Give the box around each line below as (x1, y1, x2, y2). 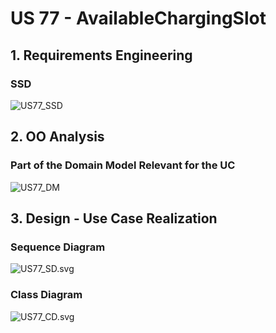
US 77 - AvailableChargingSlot (10, 7, 267, 30)
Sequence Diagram (10, 240, 106, 254)
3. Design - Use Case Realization (10, 210, 218, 227)
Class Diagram (10, 288, 83, 302)
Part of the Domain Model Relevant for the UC (10, 158, 236, 172)
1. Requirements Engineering (10, 47, 193, 64)
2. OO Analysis (10, 128, 105, 146)
